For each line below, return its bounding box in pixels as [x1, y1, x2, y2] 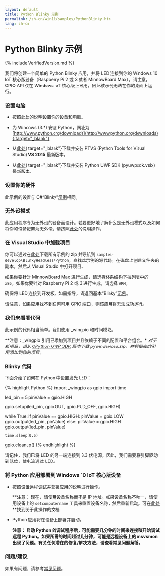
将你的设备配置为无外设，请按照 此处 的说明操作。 [5, 226, 104, 231]
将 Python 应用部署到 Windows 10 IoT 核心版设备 [5, 471, 121, 478]
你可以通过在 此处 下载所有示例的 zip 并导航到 [5, 251, 96, 257]
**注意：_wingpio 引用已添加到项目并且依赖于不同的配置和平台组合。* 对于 [5, 337, 157, 343]
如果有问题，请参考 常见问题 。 [5, 565, 65, 571]
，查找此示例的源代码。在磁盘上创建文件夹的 [68, 258, 160, 263]
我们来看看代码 [5, 315, 41, 321]
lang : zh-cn [5, 21, 29, 26]
